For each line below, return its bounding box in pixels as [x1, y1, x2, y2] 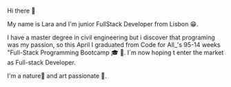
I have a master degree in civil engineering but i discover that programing [7, 33, 215, 41]
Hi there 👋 [7, 7, 36, 14]
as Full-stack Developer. [7, 59, 76, 66]
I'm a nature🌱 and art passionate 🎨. [7, 72, 107, 79]
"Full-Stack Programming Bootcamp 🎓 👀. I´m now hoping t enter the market [7, 48, 224, 57]
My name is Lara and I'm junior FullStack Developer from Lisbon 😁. [7, 20, 199, 28]
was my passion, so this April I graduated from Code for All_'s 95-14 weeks [7, 41, 221, 48]
